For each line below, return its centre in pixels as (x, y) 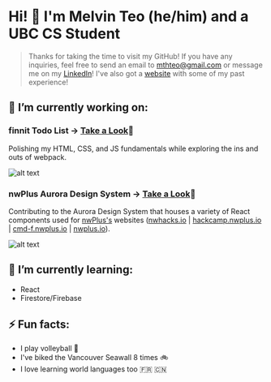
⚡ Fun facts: (39, 325)
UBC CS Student (65, 34)
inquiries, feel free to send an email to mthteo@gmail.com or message (146, 65)
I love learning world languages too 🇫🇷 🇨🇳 (94, 369)
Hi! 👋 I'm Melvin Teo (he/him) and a (129, 17)
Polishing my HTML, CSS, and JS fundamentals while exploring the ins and (133, 148)
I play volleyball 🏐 (49, 348)
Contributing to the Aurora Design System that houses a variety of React (129, 211)
